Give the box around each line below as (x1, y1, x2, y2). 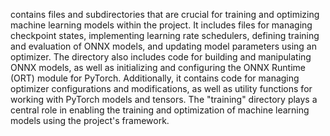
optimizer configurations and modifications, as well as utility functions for (10, 83, 313, 94)
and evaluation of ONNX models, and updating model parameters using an (10, 40, 317, 52)
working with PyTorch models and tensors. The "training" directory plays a (10, 94, 318, 105)
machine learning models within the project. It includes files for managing (10, 19, 313, 31)
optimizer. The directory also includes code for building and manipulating (10, 51, 312, 63)
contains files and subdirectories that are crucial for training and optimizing (10, 9, 320, 20)
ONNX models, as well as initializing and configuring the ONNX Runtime (10, 62, 307, 73)
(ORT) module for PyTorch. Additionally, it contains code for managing (10, 72, 300, 84)
